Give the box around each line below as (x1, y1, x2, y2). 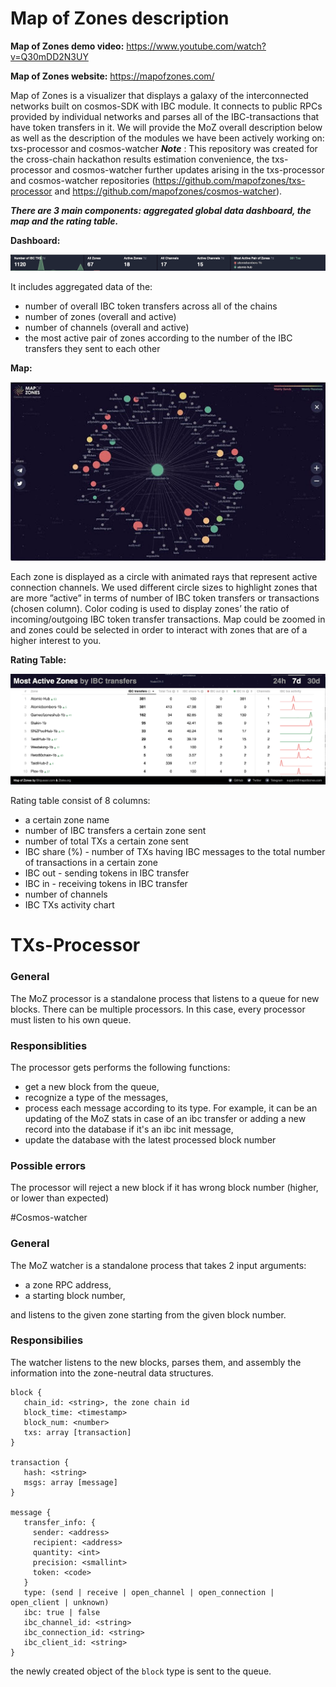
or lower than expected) (10, 1192, 110, 1204)
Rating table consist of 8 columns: (10, 795, 151, 807)
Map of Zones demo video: (10, 40, 125, 52)
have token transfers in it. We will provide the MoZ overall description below (10, 121, 323, 133)
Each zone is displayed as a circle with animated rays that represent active (10, 571, 318, 583)
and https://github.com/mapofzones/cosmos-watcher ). (54, 185, 283, 197)
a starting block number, (24, 1289, 126, 1301)
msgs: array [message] (23, 1477, 118, 1487)
